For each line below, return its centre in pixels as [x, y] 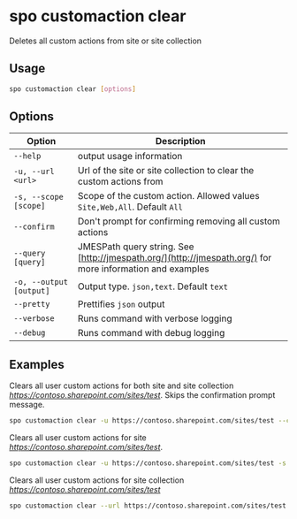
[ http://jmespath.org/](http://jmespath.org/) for [175, 258]
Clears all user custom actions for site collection [97, 480]
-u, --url [34, 172]
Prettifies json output [122, 304]
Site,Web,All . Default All [131, 207]
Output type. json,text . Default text [153, 286]
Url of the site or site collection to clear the [166, 171]
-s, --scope [39, 197]
